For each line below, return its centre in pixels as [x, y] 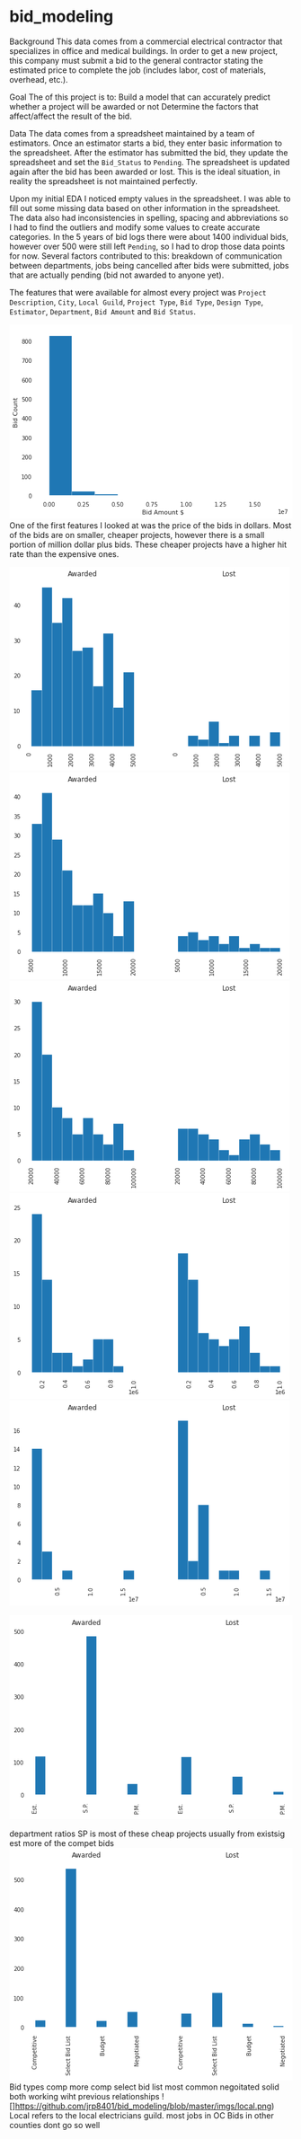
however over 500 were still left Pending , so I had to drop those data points [147, 246]
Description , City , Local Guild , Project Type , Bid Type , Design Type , [137, 302]
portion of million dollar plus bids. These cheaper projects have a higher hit [148, 544]
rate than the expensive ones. [64, 553]
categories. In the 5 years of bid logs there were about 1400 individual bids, [149, 236]
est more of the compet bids [62, 1843]
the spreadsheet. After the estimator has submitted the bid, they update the [149, 152]
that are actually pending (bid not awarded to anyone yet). [117, 275]
